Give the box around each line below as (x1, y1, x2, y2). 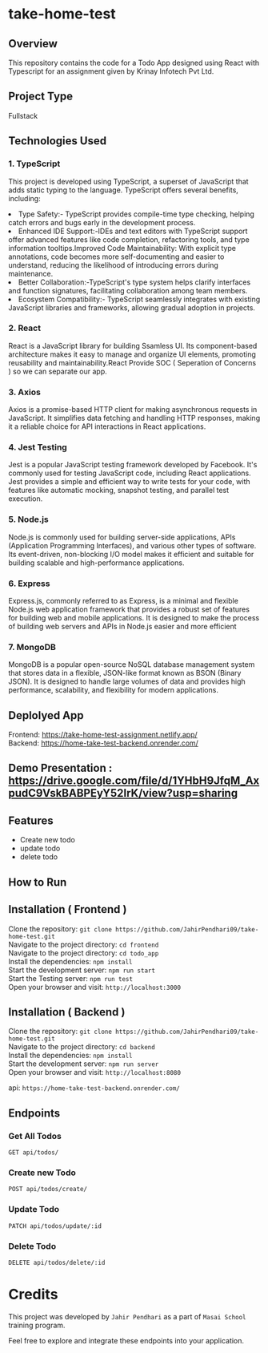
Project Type (8, 90, 74, 103)
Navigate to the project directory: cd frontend (8, 939, 159, 949)
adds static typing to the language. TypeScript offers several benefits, (8, 185, 238, 195)
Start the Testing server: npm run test (8, 973, 134, 983)
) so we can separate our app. (8, 366, 107, 376)
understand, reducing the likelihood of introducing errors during (8, 260, 218, 269)
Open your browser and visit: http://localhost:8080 (8, 1068, 182, 1077)
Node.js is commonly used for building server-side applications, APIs (8, 532, 236, 542)
